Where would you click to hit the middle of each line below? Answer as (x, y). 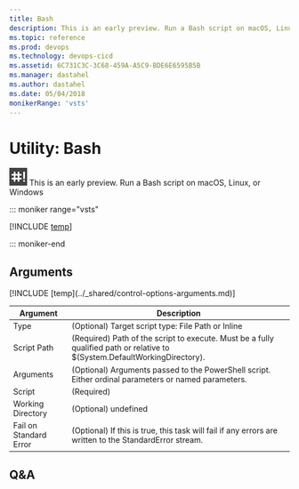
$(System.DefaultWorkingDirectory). (138, 357)
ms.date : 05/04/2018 (48, 93)
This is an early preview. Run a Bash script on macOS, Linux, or (145, 183)
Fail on (25, 426)
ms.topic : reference (48, 37)
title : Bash (31, 19)
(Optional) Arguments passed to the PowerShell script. (171, 370)
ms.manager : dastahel (49, 76)
